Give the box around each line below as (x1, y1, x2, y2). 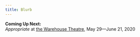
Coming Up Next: (5, 21, 41, 27)
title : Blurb (5, 7, 32, 12)
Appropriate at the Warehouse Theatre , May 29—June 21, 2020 (5, 26, 136, 32)
